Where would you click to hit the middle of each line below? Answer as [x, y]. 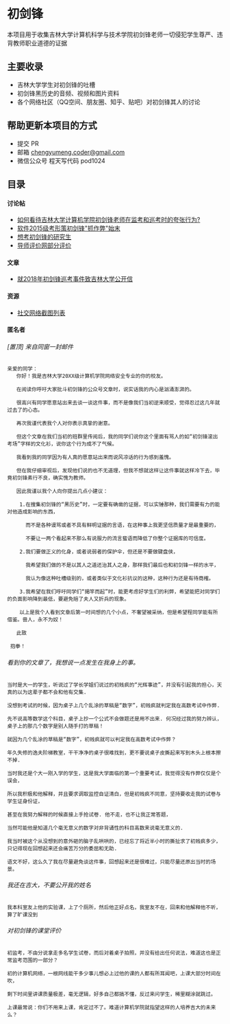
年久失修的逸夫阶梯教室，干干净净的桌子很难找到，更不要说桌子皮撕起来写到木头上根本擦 [114, 753]
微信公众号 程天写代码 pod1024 [61, 160]
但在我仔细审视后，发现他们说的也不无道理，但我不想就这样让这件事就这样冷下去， [116, 471]
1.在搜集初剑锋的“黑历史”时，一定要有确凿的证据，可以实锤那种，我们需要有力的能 [120, 505]
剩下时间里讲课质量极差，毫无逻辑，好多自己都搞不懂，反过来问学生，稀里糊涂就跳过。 [112, 994]
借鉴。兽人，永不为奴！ [35, 620]
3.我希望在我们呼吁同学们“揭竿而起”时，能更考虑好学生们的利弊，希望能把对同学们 [120, 592]
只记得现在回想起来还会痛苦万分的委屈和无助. [62, 848]
